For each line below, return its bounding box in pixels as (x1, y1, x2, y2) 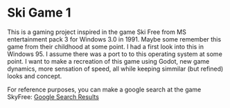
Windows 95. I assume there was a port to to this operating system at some (7, 50, 223, 58)
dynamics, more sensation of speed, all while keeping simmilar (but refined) (7, 64, 224, 73)
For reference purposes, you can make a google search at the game (7, 85, 202, 93)
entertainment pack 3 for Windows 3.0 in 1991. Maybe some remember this (7, 35, 222, 43)
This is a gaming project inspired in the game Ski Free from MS (7, 28, 187, 36)
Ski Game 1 (7, 5, 71, 21)
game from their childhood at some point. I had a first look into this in (7, 42, 204, 51)
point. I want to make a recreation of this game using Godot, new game (7, 57, 210, 65)
